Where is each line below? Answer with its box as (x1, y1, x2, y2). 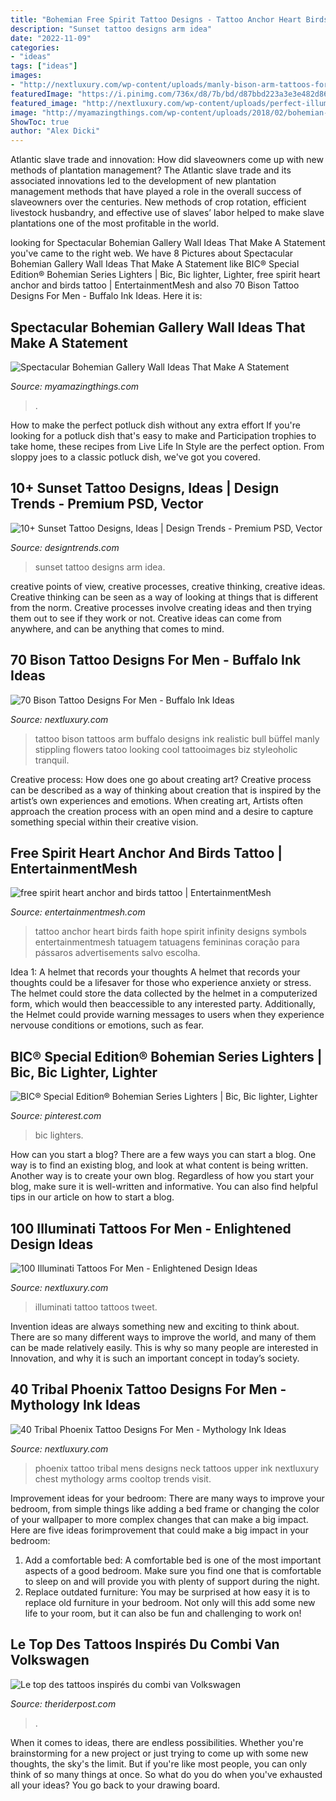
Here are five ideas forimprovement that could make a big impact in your (10, 1524, 309, 1536)
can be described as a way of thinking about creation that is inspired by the (10, 784, 322, 796)
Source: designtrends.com (10, 541, 120, 553)
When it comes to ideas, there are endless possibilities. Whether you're (10, 1736, 304, 1748)
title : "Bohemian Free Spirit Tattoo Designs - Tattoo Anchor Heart (10, 14, 302, 25)
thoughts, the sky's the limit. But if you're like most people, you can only (10, 1757, 308, 1770)
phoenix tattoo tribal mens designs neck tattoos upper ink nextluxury (34, 1462, 320, 1474)
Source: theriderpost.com (10, 1697, 117, 1710)
